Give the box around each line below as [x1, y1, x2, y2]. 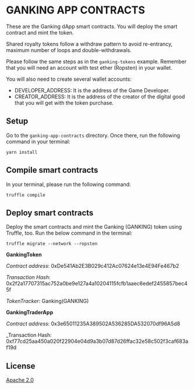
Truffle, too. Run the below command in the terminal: [6, 229, 132, 237]
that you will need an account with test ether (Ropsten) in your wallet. [6, 64, 173, 71]
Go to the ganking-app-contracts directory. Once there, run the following [6, 132, 181, 139]
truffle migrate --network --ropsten [6, 241, 98, 247]
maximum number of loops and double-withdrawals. [6, 46, 132, 53]
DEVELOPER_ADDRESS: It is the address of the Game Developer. [14, 87, 170, 94]
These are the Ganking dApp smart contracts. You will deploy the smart [6, 23, 178, 30]
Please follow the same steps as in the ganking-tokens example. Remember [6, 58, 187, 65]
